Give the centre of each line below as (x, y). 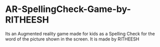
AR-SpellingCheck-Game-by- (68, 9)
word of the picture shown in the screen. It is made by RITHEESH (72, 39)
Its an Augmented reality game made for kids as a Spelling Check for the (80, 33)
